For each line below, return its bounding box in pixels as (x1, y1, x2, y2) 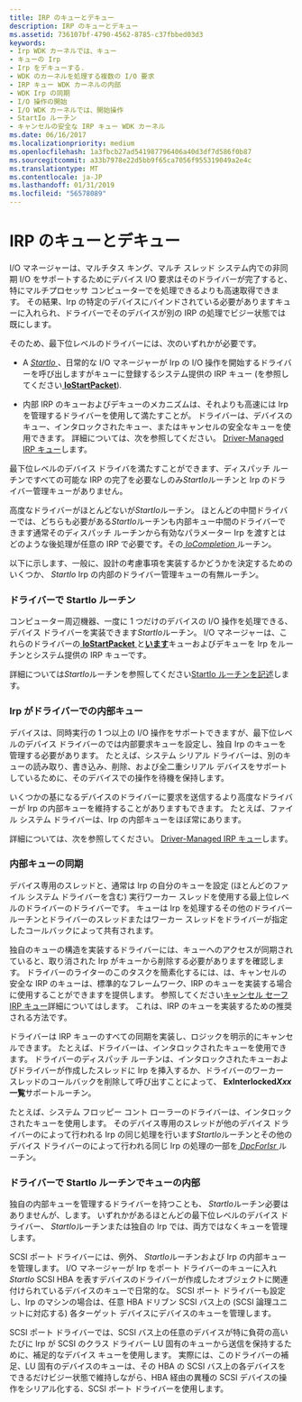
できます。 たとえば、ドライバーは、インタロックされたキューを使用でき (16, 1042, 288, 1053)
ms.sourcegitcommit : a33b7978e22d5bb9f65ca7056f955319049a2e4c (9, 155, 252, 165)
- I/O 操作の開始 (9, 96, 68, 106)
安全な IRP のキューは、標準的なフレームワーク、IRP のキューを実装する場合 (9, 977, 293, 988)
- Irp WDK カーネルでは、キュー (9, 47, 117, 56)
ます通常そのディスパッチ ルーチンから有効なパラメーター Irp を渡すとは (16, 527, 287, 537)
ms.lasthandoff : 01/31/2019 (9, 181, 115, 190)
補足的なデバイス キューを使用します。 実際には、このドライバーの (32, 1350, 281, 1361)
